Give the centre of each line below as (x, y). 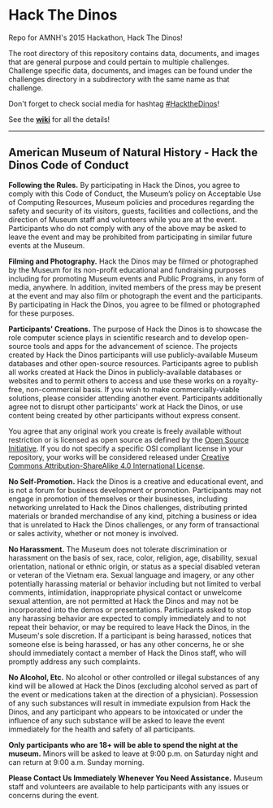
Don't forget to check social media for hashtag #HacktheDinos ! (114, 103)
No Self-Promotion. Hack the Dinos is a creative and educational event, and (136, 481)
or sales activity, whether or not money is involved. (93, 533)
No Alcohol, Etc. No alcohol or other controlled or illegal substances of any (134, 677)
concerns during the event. (54, 795)
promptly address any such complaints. (74, 662)
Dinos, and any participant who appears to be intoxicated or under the (126, 712)
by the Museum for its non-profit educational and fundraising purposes (128, 269)
